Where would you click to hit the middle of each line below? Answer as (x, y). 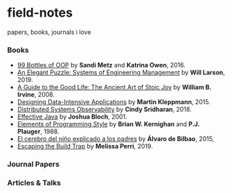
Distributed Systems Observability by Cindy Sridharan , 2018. (104, 110)
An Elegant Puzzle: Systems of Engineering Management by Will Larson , (121, 73)
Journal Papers (34, 165)
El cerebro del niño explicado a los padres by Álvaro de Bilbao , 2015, (116, 139)
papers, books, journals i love (49, 32)
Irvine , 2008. (36, 94)
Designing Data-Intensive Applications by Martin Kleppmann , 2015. (114, 102)
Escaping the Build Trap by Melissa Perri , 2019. (85, 146)
